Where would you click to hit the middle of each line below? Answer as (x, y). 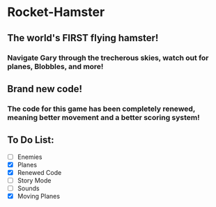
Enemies (30, 157)
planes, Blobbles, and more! (55, 66)
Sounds (28, 188)
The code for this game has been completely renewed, (101, 109)
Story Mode (34, 180)
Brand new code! (45, 89)
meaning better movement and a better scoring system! (103, 117)
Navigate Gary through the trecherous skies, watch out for (108, 58)
